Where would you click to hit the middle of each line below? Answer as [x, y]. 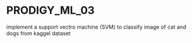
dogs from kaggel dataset [39, 33]
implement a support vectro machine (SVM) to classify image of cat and [96, 27]
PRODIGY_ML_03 [51, 10]
